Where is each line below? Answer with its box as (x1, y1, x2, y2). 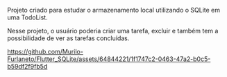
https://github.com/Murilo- (7, 48, 83, 55)
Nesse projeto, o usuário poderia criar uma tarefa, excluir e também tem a (7, 27, 219, 35)
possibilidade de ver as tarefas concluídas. (7, 34, 130, 42)
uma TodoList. (7, 13, 48, 22)
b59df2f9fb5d (7, 62, 48, 70)
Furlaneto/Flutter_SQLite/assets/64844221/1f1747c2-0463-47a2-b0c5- (7, 55, 211, 63)
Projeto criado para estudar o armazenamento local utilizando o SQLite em (7, 6, 221, 14)
